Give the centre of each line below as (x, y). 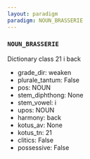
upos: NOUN (36, 110)
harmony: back (39, 117)
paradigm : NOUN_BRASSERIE (45, 20)
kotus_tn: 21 (35, 132)
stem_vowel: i (37, 102)
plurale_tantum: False (48, 80)
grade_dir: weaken (44, 72)
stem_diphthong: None (50, 95)
